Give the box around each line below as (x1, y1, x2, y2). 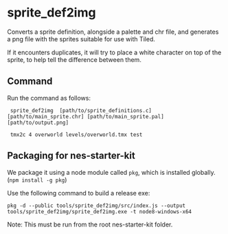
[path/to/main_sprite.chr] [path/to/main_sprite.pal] (7, 113, 165, 120)
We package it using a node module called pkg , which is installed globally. (7, 168, 216, 176)
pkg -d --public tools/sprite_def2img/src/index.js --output (7, 202, 186, 209)
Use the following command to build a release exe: (7, 189, 150, 197)
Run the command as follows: (7, 94, 91, 102)
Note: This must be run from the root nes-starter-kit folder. (7, 220, 173, 228)
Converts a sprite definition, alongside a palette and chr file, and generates (7, 28, 219, 36)
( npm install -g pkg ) (7, 175, 67, 184)
